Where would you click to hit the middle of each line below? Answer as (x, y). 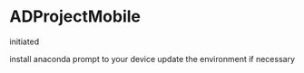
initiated (25, 41)
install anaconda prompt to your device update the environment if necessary (152, 59)
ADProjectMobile (75, 17)
